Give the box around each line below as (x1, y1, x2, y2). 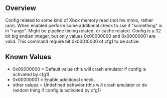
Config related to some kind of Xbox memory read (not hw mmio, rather (5, 17, 153, 23)
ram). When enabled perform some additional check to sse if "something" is (5, 22, 162, 28)
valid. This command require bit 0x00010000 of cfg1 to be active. (5, 38, 140, 44)
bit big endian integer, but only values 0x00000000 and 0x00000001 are (5, 33, 156, 39)
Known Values (5, 53, 52, 61)
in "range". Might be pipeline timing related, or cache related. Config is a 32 (5, 27, 161, 34)
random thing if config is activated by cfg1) (12, 87, 101, 93)
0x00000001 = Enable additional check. (12, 77, 95, 83)
